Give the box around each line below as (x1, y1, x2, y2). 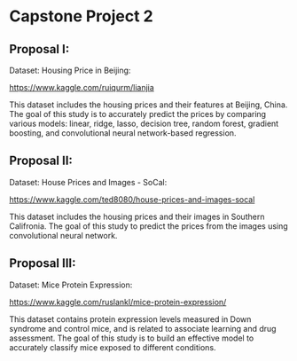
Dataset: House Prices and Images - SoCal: (9, 177, 168, 187)
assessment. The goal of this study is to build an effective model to (9, 333, 254, 343)
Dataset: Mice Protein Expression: (9, 279, 133, 290)
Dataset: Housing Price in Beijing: (9, 65, 131, 75)
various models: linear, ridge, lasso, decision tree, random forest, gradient (9, 118, 279, 129)
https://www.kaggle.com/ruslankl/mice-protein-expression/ (9, 296, 227, 307)
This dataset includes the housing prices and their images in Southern (9, 211, 265, 222)
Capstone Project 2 (9, 6, 153, 27)
